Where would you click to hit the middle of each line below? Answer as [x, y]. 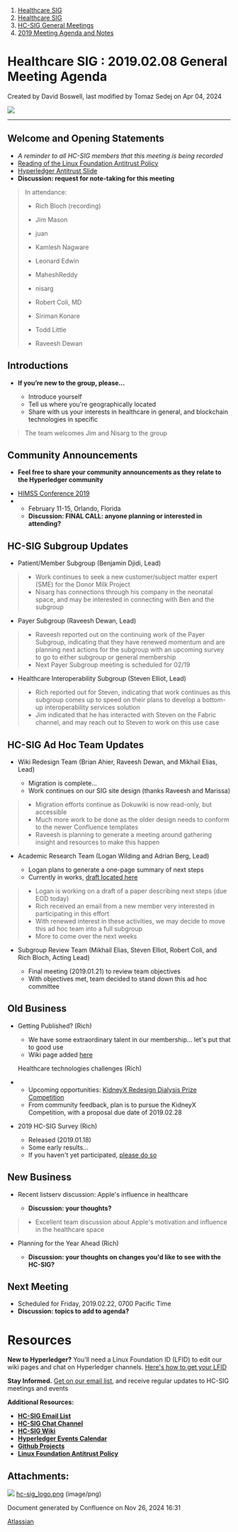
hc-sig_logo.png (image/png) [58, 1494]
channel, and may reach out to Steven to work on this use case [127, 723]
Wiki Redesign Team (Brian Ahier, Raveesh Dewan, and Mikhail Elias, [117, 762]
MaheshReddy [56, 274]
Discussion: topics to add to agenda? [73, 1311]
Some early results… [58, 1147]
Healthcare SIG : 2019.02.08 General [118, 61]
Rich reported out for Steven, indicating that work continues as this [133, 692]
